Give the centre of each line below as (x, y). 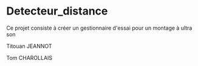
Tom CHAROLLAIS (29, 58)
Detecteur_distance (57, 11)
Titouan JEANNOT (29, 46)
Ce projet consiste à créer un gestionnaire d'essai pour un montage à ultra (99, 28)
